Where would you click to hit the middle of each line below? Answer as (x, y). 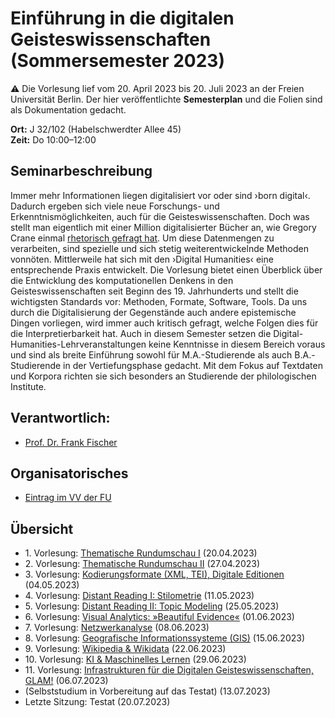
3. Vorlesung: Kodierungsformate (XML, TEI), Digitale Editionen (154, 574)
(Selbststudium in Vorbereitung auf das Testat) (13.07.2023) (147, 691)
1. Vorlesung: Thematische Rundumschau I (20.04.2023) (141, 553)
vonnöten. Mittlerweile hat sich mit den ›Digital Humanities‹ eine (142, 259)
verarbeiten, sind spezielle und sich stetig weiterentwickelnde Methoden (159, 248)
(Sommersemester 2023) (117, 61)
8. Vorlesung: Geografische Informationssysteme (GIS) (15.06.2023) (165, 638)
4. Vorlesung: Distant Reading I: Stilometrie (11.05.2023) (139, 596)
